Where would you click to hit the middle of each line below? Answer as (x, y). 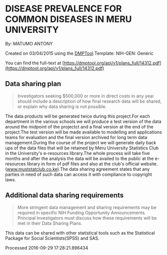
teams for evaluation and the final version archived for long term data (76, 137)
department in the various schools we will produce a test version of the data (83, 121)
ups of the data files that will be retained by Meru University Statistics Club (82, 148)
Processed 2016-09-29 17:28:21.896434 (47, 248)
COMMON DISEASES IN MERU (69, 19)
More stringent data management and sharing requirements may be (87, 207)
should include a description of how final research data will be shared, (89, 101)
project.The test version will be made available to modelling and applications (83, 132)
